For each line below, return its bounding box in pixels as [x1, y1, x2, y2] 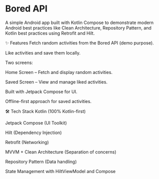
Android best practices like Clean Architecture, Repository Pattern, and [5, 24, 152, 30]
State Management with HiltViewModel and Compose [5, 168, 116, 174]
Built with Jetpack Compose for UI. [5, 88, 78, 94]
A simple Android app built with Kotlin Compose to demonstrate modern [5, 19, 154, 25]
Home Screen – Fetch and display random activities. [5, 69, 113, 75]
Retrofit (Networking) [5, 139, 49, 145]
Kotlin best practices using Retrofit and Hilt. [5, 30, 95, 36]
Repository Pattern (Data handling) [5, 158, 77, 164]
